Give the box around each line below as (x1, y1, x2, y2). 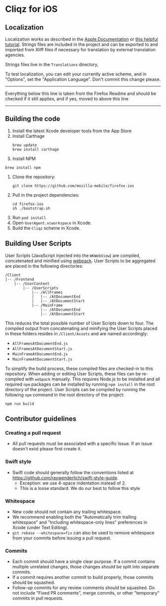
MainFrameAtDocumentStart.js (12, 357, 73, 362)
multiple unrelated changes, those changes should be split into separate (12, 564, 160, 570)
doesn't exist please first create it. (12, 446, 82, 452)
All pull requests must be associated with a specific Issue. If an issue (12, 441, 152, 446)
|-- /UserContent (14, 281, 50, 286)
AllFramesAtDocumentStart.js (12, 346, 73, 351)
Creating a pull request (5, 429, 61, 436)
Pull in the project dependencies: (12, 192, 80, 198)
